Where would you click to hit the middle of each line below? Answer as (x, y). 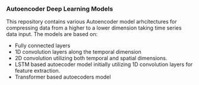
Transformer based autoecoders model (63, 77)
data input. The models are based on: (52, 34)
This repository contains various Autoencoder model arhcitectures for (91, 22)
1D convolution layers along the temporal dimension (78, 52)
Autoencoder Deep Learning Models (60, 9)
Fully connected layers (42, 45)
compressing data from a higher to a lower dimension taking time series (94, 28)
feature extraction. (37, 71)
